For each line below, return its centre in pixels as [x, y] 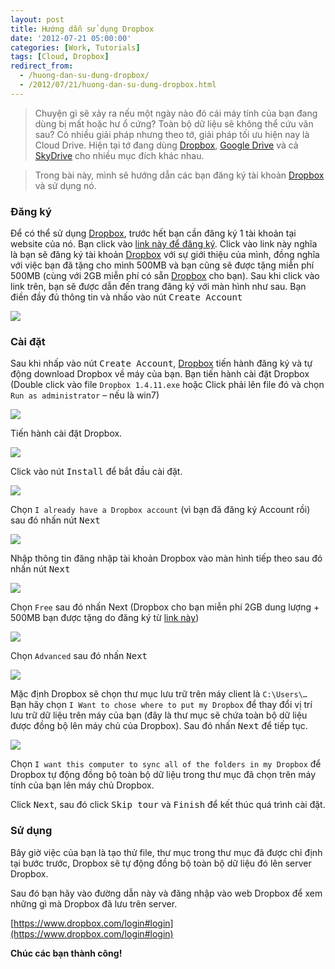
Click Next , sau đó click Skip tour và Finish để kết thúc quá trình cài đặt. [168, 805]
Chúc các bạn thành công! [66, 953]
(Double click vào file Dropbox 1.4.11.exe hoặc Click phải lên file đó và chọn [167, 385]
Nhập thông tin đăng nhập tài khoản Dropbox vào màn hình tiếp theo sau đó [166, 558]
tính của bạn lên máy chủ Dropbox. [82, 785]
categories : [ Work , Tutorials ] [75, 47]
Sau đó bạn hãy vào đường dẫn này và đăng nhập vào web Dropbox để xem [166, 893]
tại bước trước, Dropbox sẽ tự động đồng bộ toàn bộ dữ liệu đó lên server [161, 863]
